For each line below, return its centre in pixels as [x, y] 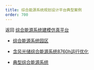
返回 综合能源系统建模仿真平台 [37, 30]
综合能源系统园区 [30, 41]
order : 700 [17, 15]
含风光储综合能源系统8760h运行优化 [51, 51]
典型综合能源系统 [30, 62]
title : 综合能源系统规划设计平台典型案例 [44, 10]
